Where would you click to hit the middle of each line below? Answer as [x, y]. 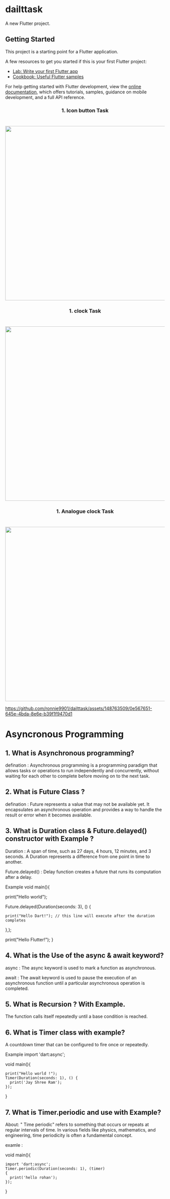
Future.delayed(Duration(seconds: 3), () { [48, 906]
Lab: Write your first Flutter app [45, 71]
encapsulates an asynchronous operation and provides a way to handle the [83, 809]
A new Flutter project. [28, 23]
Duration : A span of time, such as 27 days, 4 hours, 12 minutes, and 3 [78, 851]
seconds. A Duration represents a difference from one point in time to [78, 857]
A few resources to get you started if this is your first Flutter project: [76, 61]
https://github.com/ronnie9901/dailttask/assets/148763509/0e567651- [79, 708]
